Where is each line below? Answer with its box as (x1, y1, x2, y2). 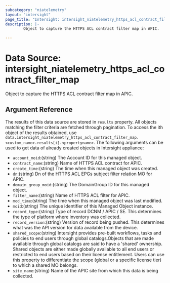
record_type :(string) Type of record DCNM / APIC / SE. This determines (12, 208, 162, 214)
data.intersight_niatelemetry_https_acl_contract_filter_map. (5, 135, 139, 140)
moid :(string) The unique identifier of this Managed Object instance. (12, 203, 153, 209)
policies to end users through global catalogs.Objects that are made (12, 235, 154, 241)
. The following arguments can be (93, 139, 163, 145)
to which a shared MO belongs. (12, 262, 78, 268)
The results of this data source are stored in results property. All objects (5, 118, 157, 125)
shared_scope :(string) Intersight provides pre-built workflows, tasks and (12, 230, 162, 236)
